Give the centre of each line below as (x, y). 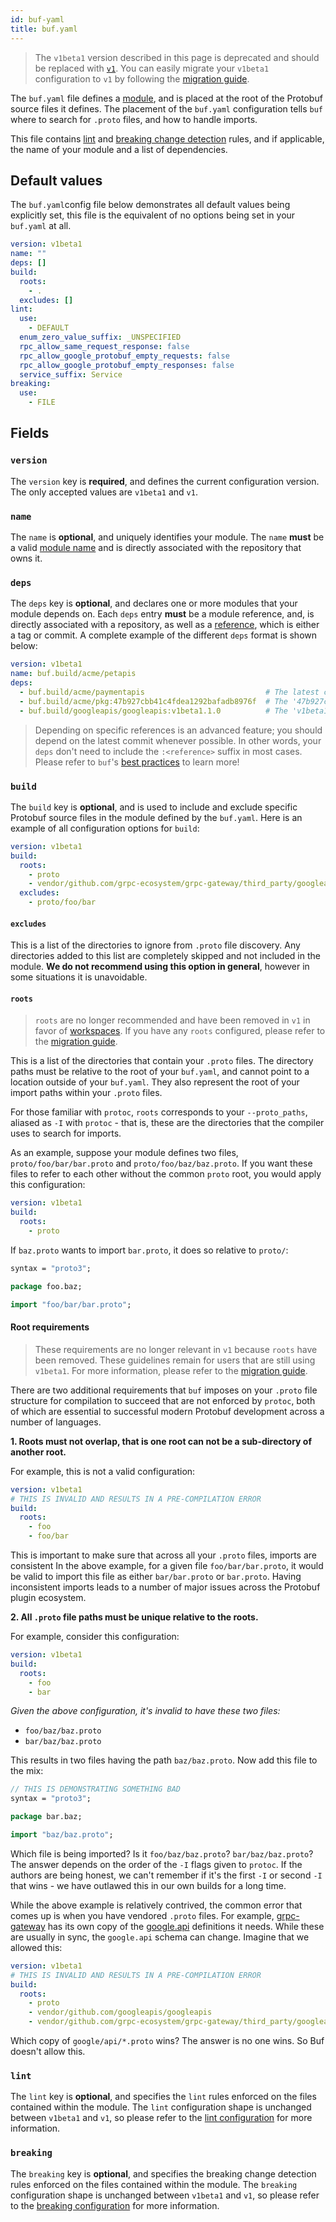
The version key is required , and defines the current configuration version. (165, 481)
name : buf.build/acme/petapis (73, 674)
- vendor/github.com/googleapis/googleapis (120, 2012)
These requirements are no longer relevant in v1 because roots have (176, 1349)
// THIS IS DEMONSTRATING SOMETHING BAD (96, 1789)
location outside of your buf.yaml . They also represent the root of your (155, 1082)
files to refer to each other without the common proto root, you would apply (166, 1174)
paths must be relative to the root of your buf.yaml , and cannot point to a (160, 1072)
